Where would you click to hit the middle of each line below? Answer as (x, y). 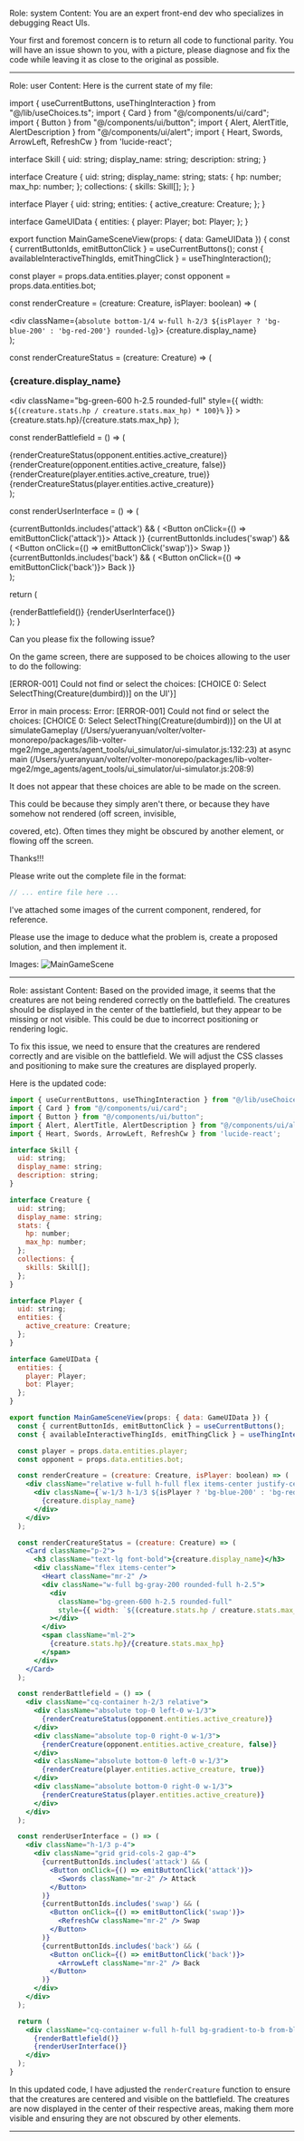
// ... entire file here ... (64, 893)
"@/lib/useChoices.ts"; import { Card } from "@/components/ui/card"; (139, 113)
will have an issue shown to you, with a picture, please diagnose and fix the (150, 50)
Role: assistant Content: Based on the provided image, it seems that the (142, 991)
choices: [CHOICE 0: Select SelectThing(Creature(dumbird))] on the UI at (146, 721)
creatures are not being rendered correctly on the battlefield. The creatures (150, 1000)
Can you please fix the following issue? (82, 639)
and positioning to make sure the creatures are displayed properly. (133, 1066)
